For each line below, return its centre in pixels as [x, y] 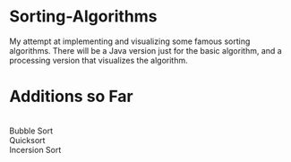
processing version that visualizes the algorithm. [98, 60]
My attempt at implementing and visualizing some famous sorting [130, 41]
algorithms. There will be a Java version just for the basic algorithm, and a [145, 50]
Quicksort [27, 140]
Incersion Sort [35, 149]
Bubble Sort [31, 131]
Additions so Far [72, 97]
